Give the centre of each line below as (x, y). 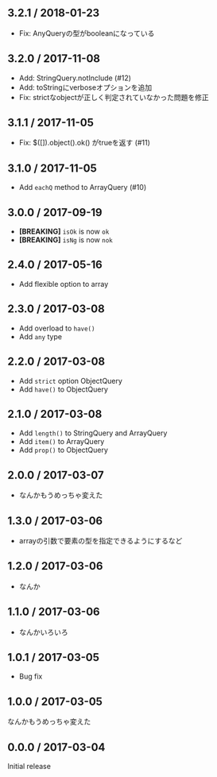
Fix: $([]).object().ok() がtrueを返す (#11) (84, 143)
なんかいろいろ (43, 632)
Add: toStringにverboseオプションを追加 (85, 87)
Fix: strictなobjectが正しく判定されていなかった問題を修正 (114, 97)
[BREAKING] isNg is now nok (66, 240)
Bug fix (31, 676)
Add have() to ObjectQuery (64, 389)
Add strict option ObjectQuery (70, 381)
